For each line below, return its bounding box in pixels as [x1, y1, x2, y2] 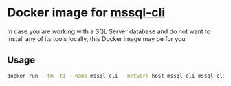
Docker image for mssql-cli [7, 5, 166, 20]
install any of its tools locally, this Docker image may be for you [7, 34, 186, 42]
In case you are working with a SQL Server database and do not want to [7, 27, 211, 35]
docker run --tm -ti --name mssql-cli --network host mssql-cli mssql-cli [7, 72, 226, 79]
